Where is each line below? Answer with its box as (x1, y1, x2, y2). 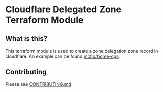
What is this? (5, 34, 48, 43)
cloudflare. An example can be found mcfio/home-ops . (5, 53, 120, 59)
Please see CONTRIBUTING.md (5, 81, 72, 87)
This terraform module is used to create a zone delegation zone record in (5, 48, 158, 54)
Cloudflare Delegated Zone (5, 4, 122, 15)
